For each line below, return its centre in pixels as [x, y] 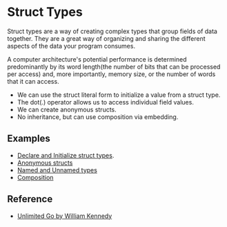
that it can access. [33, 81]
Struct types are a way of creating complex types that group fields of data [112, 31]
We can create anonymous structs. [67, 109]
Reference [30, 199]
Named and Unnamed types [57, 170]
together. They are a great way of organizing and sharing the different [106, 38]
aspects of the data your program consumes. [71, 46]
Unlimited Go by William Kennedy [65, 216]
